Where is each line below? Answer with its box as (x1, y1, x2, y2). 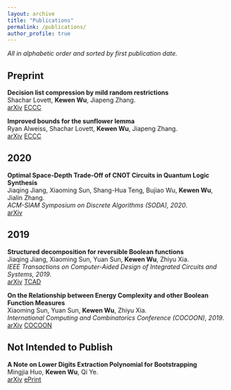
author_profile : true (7, 30, 71, 37)
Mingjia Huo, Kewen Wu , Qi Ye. (7, 367, 99, 376)
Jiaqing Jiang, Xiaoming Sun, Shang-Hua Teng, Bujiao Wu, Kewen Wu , (7, 186, 213, 194)
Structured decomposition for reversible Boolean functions (7, 247, 185, 256)
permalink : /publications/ (7, 23, 87, 30)
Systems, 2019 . (7, 270, 52, 278)
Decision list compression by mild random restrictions (7, 89, 169, 97)
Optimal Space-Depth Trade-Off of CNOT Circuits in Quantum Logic (7, 170, 210, 180)
